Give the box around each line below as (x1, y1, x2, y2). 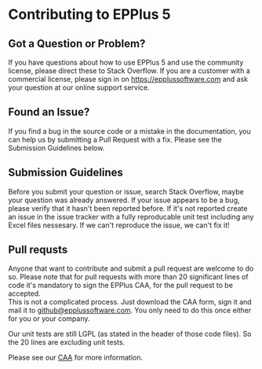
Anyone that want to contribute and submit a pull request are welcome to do (8, 264, 254, 273)
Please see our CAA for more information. (8, 352, 144, 363)
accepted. (8, 289, 41, 298)
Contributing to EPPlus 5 (8, 6, 171, 24)
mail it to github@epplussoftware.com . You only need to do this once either (8, 305, 252, 315)
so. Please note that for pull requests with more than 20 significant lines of (8, 272, 249, 282)
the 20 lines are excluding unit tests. (8, 338, 126, 347)
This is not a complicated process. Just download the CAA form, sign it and (8, 297, 253, 307)
